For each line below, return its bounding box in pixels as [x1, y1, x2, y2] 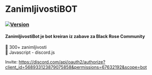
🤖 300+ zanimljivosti [5, 44, 47, 50]
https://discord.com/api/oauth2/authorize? [18, 59, 105, 65]
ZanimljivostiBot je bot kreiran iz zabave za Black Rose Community [5, 33, 145, 39]
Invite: [5, 59, 18, 65]
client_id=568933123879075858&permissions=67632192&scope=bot [5, 64, 147, 70]
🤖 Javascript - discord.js [5, 49, 55, 55]
